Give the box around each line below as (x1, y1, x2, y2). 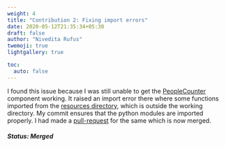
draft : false (7, 29, 45, 37)
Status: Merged (7, 132, 54, 141)
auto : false (13, 67, 49, 75)
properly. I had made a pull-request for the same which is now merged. (7, 116, 211, 125)
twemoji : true (7, 42, 49, 49)
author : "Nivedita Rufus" (7, 36, 82, 43)
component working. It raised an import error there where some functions (7, 94, 219, 103)
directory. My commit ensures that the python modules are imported (7, 109, 204, 117)
